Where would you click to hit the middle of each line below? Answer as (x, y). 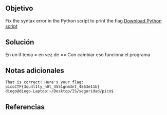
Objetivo (19, 8)
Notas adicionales (35, 71)
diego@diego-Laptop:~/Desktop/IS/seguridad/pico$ (60, 91)
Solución (20, 42)
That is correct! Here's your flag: (44, 82)
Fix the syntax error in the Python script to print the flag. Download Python (83, 20)
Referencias (25, 107)
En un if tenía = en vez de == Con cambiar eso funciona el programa (78, 54)
